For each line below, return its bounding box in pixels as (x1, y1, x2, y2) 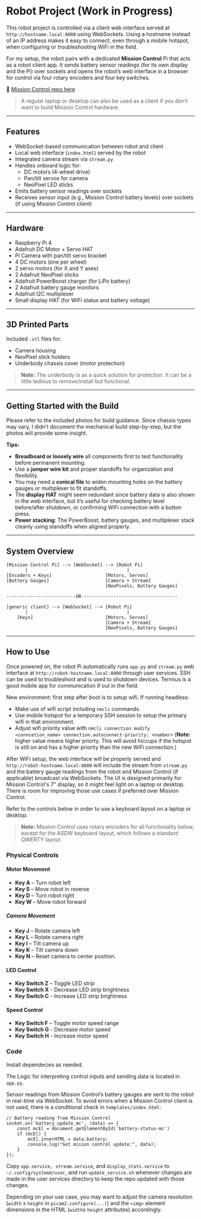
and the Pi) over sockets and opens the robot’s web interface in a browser (6, 67, 188, 74)
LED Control (6, 966, 37, 973)
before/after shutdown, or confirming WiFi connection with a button (14, 504, 182, 511)
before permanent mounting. (14, 459, 86, 467)
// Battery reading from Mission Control (6, 1115, 111, 1121)
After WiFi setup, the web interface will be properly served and (6, 755, 162, 762)
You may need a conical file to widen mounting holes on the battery (14, 479, 182, 486)
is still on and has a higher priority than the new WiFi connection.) (14, 743, 177, 751)
